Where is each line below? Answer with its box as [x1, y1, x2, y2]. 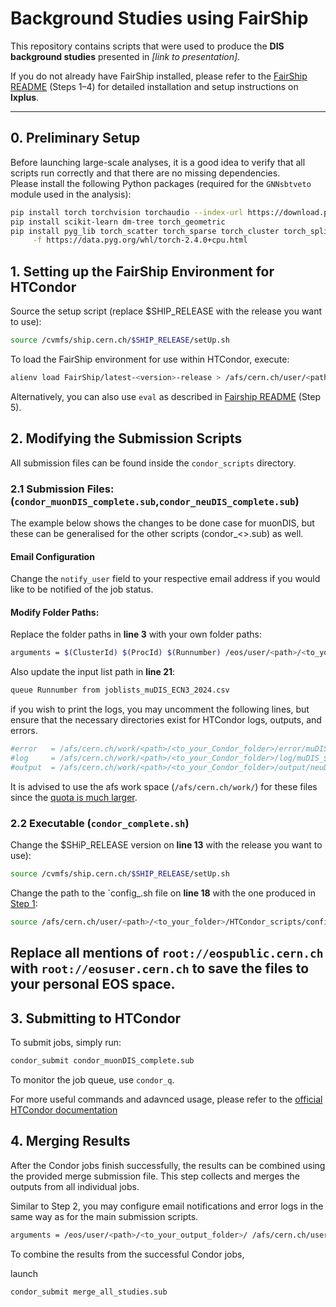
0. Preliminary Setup [10, 130, 141, 147]
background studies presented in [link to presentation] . [10, 50, 241, 62]
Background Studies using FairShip [10, 7, 309, 30]
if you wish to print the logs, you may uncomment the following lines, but [10, 703, 310, 716]
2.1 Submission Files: [10, 482, 115, 496]
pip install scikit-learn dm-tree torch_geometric [10, 217, 226, 227]
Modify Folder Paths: [10, 606, 100, 618]
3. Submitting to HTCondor [10, 1010, 182, 1027]
